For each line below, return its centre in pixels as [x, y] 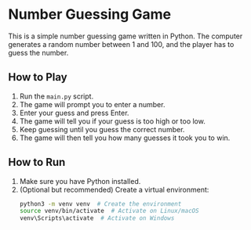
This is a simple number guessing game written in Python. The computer [125, 36]
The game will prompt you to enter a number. [92, 104]
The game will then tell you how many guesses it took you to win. [125, 138]
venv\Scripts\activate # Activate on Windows [97, 218]
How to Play [38, 77]
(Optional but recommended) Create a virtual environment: [114, 189]
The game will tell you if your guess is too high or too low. [112, 121]
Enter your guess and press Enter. [74, 113]
